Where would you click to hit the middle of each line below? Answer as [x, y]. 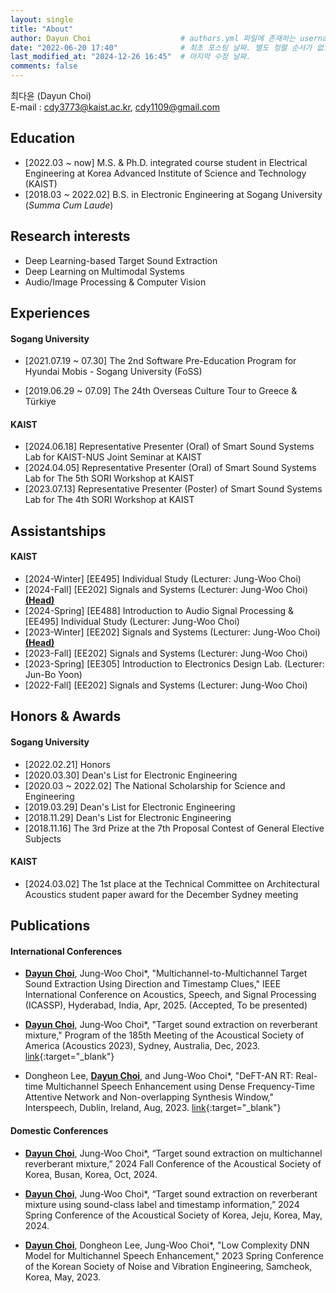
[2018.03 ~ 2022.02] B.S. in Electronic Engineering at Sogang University [173, 194]
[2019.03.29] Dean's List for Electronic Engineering [130, 807]
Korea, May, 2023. [63, 1277]
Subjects [43, 838]
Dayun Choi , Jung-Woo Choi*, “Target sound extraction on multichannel [173, 1153]
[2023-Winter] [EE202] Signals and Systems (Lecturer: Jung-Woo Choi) [172, 632]
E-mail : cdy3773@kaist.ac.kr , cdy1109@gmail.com [115, 107]
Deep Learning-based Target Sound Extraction [121, 260]
